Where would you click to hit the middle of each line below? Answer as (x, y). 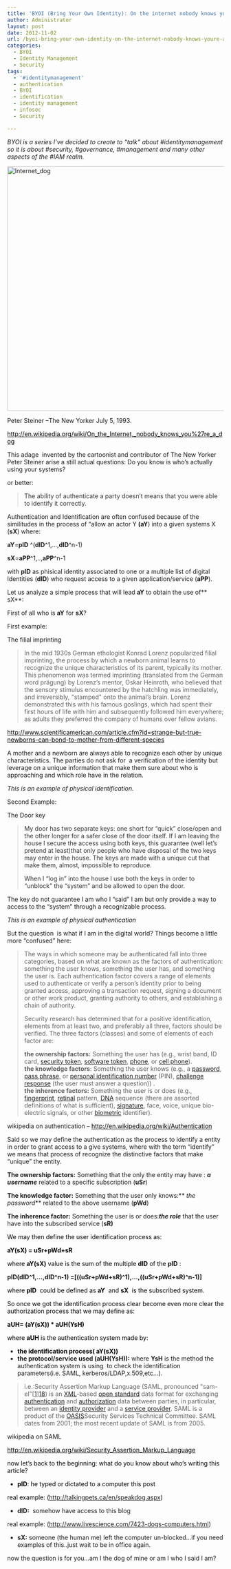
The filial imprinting (34, 640)
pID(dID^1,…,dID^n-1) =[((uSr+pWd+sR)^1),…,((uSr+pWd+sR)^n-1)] (105, 1276)
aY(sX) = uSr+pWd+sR (40, 1250)
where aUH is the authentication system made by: (78, 1338)
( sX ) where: (24, 531)
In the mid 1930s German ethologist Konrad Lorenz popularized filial (120, 653)
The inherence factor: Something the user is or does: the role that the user (113, 1216)
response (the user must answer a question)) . (89, 1083)
